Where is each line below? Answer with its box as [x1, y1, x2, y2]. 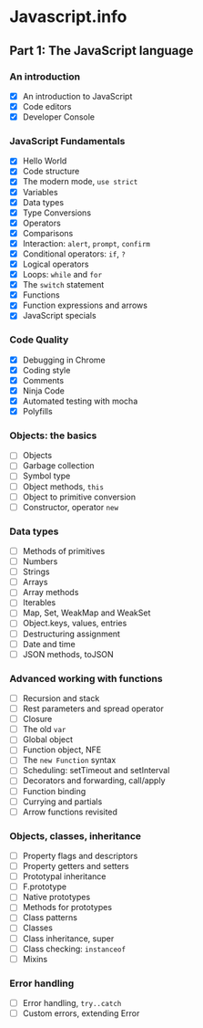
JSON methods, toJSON [22, 648, 114, 659]
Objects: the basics [9, 429, 97, 442]
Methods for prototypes [22, 902, 112, 913]
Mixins [22, 953, 48, 964]
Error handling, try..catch [22, 998, 122, 1009]
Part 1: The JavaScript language [9, 43, 194, 58]
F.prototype [22, 881, 66, 892]
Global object [22, 734, 74, 745]
